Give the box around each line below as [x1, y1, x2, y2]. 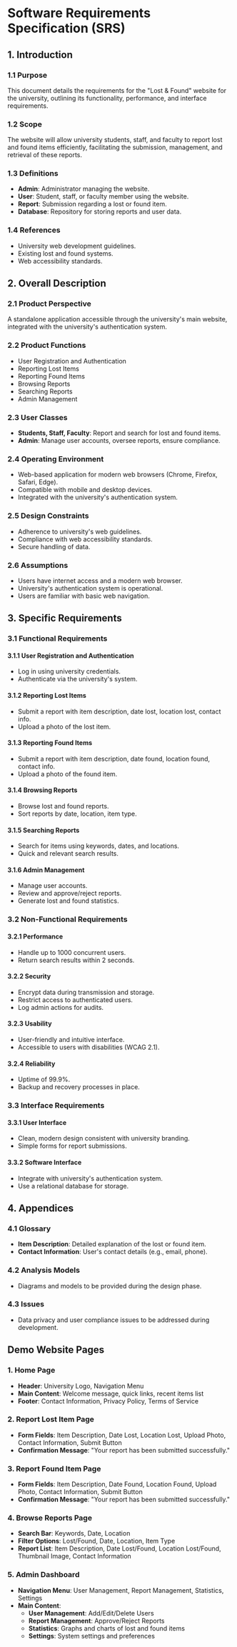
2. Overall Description [7, 277, 106, 290]
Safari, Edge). [17, 478, 59, 486]
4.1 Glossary [7, 1223, 51, 1233]
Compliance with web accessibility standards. [17, 534, 153, 544]
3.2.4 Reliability [7, 1059, 56, 1068]
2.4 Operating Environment [7, 454, 104, 464]
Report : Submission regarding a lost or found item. [17, 200, 167, 209]
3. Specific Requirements [7, 612, 123, 624]
